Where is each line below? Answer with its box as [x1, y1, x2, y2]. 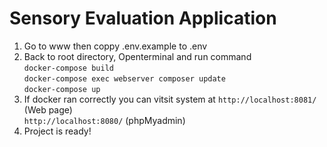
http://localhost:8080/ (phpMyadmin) [23, 114, 186, 126]
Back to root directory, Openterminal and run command [23, 50, 252, 62]
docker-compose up [23, 84, 101, 94]
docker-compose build [23, 63, 114, 73]
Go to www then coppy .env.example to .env [23, 40, 208, 52]
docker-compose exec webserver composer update [23, 73, 226, 84]
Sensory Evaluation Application [9, 7, 277, 30]
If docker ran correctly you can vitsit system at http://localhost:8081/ [23, 93, 317, 105]
